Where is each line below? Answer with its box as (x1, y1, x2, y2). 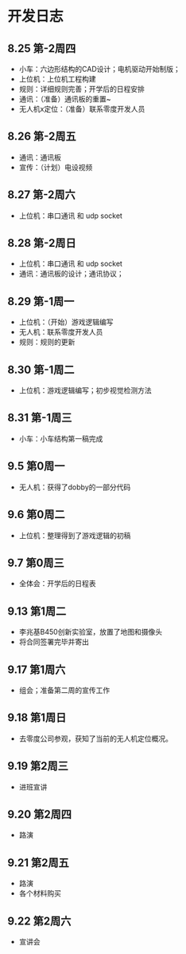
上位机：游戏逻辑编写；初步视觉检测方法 (18, 386, 152, 395)
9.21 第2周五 (7, 856, 69, 869)
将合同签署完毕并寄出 (18, 637, 89, 647)
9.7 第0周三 (7, 556, 64, 569)
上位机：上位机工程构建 (18, 74, 96, 84)
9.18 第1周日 (7, 711, 67, 725)
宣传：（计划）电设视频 (18, 162, 93, 172)
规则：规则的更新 (18, 337, 76, 347)
